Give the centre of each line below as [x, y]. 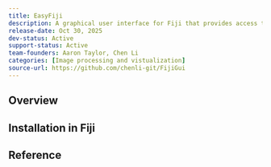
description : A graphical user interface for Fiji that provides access [133, 23]
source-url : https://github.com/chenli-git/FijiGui [97, 68]
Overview [33, 101]
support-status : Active [48, 46]
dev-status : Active [41, 38]
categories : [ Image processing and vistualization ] [97, 61]
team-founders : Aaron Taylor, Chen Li [73, 53]
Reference [35, 155]
